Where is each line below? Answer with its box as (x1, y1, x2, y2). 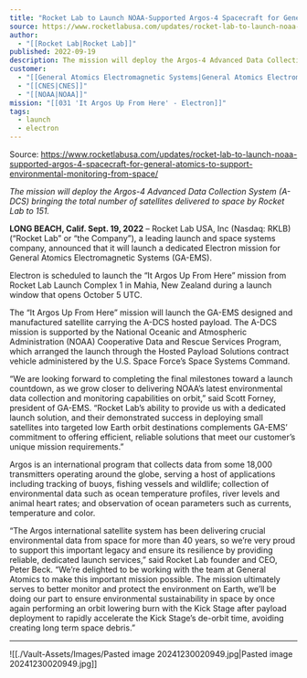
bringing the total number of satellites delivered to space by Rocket (31, 196, 285, 207)
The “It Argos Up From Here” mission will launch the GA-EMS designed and (9, 307, 293, 318)
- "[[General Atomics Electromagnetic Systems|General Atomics (17, 73, 263, 82)
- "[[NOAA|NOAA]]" (17, 90, 89, 99)
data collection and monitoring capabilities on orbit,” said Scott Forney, (9, 393, 276, 403)
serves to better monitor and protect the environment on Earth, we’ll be (9, 584, 277, 594)
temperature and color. (9, 508, 96, 518)
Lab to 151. (9, 206, 50, 216)
